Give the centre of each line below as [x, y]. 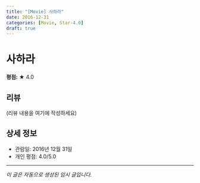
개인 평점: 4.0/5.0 [35, 156]
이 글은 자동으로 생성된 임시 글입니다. [49, 174]
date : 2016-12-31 [28, 17]
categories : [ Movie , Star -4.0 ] [45, 23]
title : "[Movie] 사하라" [35, 12]
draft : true [21, 28]
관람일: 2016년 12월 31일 [43, 149]
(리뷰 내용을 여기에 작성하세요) [42, 113]
